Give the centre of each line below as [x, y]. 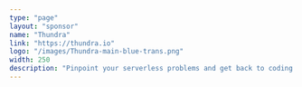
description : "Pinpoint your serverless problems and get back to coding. [153, 69]
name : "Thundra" [40, 34]
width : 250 [30, 60]
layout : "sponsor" [44, 26]
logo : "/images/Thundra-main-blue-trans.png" [96, 52]
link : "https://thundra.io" [62, 43]
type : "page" [34, 18]
